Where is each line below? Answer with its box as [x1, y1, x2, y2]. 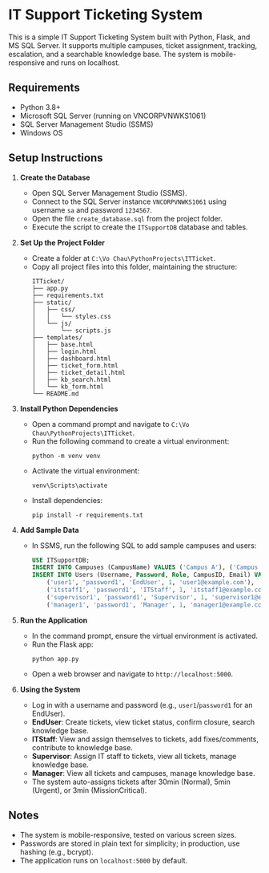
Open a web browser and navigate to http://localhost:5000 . [31, 668, 234, 679]
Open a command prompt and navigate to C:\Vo [31, 419, 190, 428]
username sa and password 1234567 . [31, 205, 152, 214]
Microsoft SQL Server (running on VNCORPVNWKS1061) [19, 111, 207, 120]
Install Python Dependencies [19, 404, 118, 413]
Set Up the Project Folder [19, 238, 106, 247]
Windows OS [19, 128, 63, 137]
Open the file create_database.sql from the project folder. [31, 213, 223, 223]
